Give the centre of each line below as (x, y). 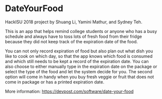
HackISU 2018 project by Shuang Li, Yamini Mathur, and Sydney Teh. (74, 22)
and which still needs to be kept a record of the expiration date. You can (77, 61)
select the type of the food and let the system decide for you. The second (79, 71)
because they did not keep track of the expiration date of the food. (72, 41)
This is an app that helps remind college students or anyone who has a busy (81, 31)
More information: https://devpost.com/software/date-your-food (69, 91)
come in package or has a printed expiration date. (55, 82)
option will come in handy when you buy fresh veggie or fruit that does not (80, 77)
